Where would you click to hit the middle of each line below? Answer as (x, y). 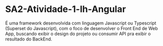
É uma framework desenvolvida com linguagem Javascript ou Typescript (81, 23)
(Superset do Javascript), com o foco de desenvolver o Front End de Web (82, 28)
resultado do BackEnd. (29, 39)
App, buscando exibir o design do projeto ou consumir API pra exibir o (78, 33)
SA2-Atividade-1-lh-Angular (66, 9)
